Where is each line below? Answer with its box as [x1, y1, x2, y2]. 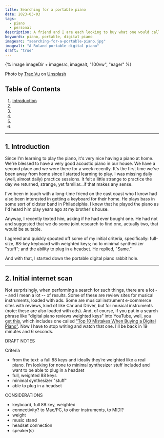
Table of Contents [5, 85, 61, 93]
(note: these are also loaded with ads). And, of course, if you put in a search [5, 308, 158, 314]
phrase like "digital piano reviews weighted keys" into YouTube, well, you [5, 313, 152, 319]
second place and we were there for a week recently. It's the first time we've [5, 166, 159, 172]
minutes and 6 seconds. [5, 328, 54, 334]
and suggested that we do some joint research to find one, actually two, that [5, 221, 159, 227]
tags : [5, 16, 16, 21]
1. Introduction [5, 142, 50, 151]
